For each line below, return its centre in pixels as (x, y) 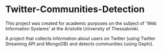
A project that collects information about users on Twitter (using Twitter (80, 38)
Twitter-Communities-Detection (75, 9)
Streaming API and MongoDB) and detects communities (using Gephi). (79, 43)
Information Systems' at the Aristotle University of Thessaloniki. (72, 28)
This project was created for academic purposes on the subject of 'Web (81, 23)
